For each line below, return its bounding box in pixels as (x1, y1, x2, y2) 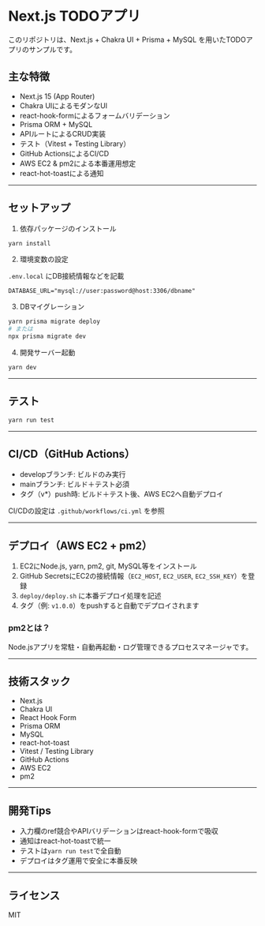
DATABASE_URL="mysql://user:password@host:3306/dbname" (8, 287, 196, 295)
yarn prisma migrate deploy (8, 317, 101, 326)
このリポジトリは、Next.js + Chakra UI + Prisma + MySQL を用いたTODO (8, 35, 246, 44)
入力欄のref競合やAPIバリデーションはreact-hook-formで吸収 (19, 827, 218, 836)
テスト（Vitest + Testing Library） (19, 139, 131, 148)
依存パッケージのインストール (19, 223, 117, 233)
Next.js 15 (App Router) (19, 92, 95, 101)
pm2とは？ (8, 623, 50, 634)
